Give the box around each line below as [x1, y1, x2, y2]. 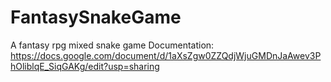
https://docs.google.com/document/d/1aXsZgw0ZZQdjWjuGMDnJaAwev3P [10, 49, 322, 61]
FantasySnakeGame [10, 6, 182, 29]
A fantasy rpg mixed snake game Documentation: [10, 39, 215, 51]
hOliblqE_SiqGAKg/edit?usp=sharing [10, 60, 160, 72]
